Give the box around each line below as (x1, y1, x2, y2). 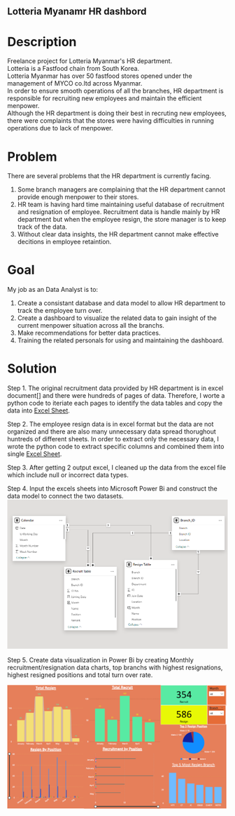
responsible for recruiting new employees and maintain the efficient (7, 94, 202, 102)
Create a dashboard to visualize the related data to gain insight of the (17, 314, 217, 322)
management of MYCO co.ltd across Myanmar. (7, 79, 143, 88)
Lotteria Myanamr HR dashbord (7, 6, 147, 18)
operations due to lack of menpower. (7, 124, 113, 133)
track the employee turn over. (17, 307, 103, 315)
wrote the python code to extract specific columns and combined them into (7, 442, 225, 451)
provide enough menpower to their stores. (17, 193, 139, 201)
